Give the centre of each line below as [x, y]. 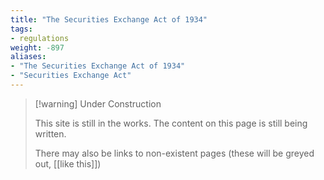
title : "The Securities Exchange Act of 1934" [109, 19]
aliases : [28, 57]
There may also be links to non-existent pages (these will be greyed [174, 153]
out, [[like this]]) [68, 163]
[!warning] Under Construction [98, 103]
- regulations [40, 38]
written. [50, 133]
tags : [21, 29]
